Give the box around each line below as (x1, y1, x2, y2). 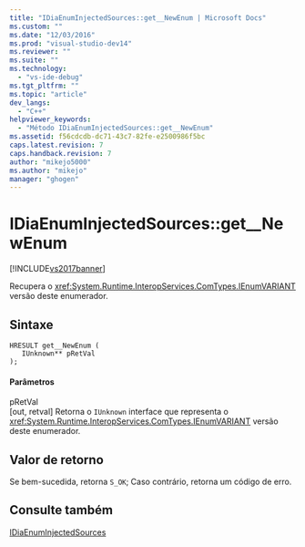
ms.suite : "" (9, 56, 59, 65)
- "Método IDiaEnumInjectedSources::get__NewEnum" (17, 124, 214, 133)
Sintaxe (9, 316, 54, 333)
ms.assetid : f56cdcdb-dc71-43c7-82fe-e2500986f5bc (9, 132, 206, 141)
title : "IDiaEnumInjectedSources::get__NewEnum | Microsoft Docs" (9, 13, 267, 23)
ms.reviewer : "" (9, 47, 71, 57)
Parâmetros (9, 376, 55, 387)
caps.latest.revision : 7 (9, 140, 104, 150)
